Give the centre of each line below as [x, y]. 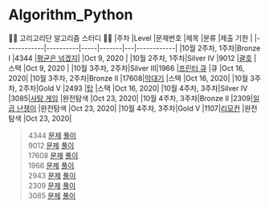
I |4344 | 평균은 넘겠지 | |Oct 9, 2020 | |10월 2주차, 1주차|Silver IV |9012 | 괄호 [130, 58]
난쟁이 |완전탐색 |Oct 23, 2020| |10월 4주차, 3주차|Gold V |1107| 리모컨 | [130, 108]
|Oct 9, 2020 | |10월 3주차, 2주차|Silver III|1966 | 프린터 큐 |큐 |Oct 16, [134, 68]
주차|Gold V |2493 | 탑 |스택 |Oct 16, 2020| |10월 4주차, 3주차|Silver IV [135, 88]
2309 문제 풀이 [52, 186]
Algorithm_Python [71, 15]
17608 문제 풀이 [53, 155]
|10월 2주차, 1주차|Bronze [220, 48]
